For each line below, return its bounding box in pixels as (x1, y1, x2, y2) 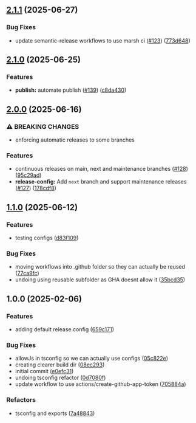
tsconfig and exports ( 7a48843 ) (15, 410, 95, 417)
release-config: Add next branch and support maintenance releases (15, 178, 187, 185)
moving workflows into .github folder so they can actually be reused (15, 263, 186, 270)
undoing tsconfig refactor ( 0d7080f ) (15, 374, 106, 382)
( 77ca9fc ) (15, 270, 39, 277)
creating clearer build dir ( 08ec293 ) (15, 361, 105, 368)
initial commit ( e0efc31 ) (15, 368, 74, 375)
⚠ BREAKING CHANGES (6, 122, 79, 131)
